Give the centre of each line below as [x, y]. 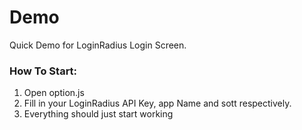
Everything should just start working [98, 114]
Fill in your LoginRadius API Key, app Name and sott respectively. [157, 103]
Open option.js [54, 93]
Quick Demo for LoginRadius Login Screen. [98, 45]
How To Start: [43, 71]
